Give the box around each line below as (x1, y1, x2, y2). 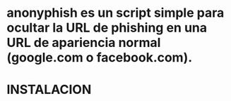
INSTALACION (6, 82, 92, 97)
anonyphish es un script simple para (6, 5, 225, 21)
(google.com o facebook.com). (6, 50, 193, 66)
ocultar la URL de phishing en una (6, 20, 208, 36)
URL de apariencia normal (6, 35, 161, 50)
